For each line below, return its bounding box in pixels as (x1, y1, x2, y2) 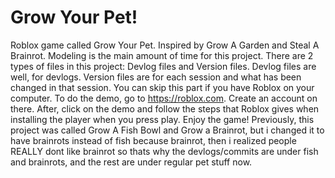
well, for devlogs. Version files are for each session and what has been (10, 71, 302, 83)
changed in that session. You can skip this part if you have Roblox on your (10, 81, 315, 93)
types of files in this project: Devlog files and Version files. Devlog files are (10, 60, 317, 72)
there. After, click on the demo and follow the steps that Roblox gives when (10, 102, 320, 115)
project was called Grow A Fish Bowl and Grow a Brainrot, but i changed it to (10, 124, 325, 136)
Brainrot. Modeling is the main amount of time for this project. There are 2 (10, 49, 314, 61)
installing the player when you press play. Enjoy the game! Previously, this (10, 113, 315, 125)
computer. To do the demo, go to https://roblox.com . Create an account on (10, 92, 318, 104)
